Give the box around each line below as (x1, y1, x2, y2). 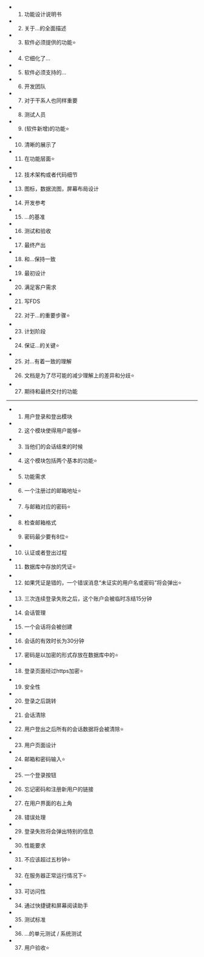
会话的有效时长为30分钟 (24, 637, 85, 644)
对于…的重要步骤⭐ (24, 311, 70, 319)
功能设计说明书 (24, 10, 62, 18)
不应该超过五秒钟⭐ (24, 856, 71, 863)
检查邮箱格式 (24, 519, 56, 526)
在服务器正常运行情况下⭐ (24, 872, 87, 879)
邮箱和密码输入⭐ (24, 756, 66, 762)
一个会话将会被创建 (24, 623, 73, 630)
